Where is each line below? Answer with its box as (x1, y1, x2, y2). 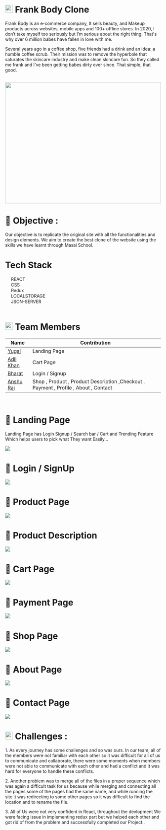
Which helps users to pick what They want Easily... (5, 436, 109, 442)
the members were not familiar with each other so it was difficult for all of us (5, 753, 161, 758)
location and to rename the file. (5, 799, 69, 805)
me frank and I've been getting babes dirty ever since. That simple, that (5, 62, 151, 68)
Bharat (7, 370, 23, 377)
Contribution (80, 339, 111, 346)
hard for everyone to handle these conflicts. (5, 768, 94, 774)
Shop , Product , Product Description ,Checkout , (32, 378, 145, 385)
